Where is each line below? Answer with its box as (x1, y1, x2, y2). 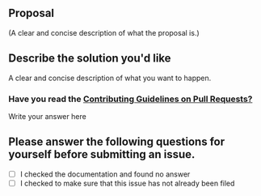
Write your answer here (8, 111, 86, 121)
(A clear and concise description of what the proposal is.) (8, 28, 200, 37)
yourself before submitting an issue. (8, 147, 196, 161)
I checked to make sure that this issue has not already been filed (19, 178, 235, 188)
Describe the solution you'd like (8, 52, 171, 66)
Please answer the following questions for (8, 135, 225, 149)
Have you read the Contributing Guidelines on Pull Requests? (8, 93, 253, 104)
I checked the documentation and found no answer (19, 169, 191, 179)
